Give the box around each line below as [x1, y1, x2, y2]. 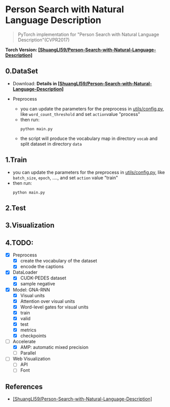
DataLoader [12, 269, 38, 275]
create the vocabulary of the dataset [20, 258, 98, 264]
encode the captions [20, 264, 64, 270]
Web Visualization [12, 356, 51, 362]
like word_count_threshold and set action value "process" [20, 111, 140, 117]
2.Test [5, 203, 26, 212]
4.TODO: [5, 238, 34, 247]
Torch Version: [5, 46, 37, 53]
